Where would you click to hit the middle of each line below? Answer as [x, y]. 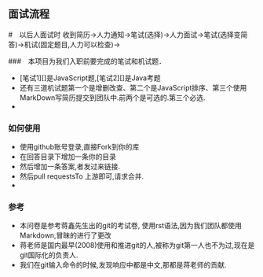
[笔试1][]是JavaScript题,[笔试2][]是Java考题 [90, 78]
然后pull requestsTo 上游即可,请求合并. [82, 176]
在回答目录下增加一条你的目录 [68, 157]
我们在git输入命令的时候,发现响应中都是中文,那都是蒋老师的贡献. [123, 265]
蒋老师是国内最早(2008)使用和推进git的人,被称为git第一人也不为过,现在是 [137, 246]
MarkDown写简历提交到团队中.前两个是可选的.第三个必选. [112, 98]
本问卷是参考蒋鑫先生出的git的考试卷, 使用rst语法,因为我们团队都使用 [130, 226]
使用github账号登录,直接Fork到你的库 [79, 147]
